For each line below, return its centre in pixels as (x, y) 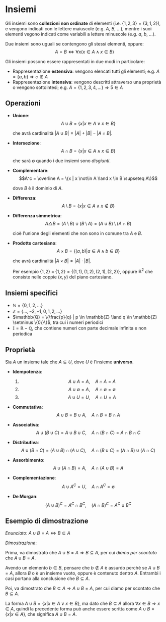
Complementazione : (34, 478)
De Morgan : (25, 496)
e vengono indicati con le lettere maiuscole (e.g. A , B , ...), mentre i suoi (78, 28)
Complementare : (30, 170)
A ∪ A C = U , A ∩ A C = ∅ (88, 486)
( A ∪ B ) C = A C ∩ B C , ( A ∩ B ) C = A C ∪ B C (88, 505)
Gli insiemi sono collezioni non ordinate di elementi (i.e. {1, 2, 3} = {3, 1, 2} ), (83, 23)
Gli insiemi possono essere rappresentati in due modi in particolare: (75, 61)
